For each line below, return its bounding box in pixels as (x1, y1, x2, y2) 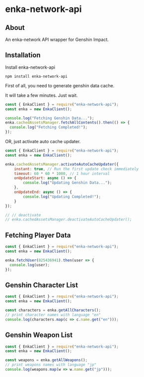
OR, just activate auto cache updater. (5, 139, 81, 145)
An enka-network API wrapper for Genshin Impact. (5, 36, 109, 42)
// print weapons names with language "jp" (5, 363, 97, 368)
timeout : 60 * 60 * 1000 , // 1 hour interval (14, 171, 110, 176)
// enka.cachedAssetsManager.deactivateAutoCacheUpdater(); (5, 217, 133, 222)
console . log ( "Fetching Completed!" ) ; (9, 125, 88, 130)
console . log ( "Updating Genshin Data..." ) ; (23, 181, 112, 186)
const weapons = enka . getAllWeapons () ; (5, 358, 88, 363)
